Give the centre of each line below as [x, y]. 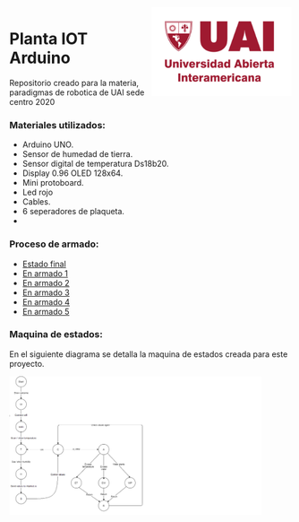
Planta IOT [48, 39]
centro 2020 [32, 101]
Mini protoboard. [53, 183]
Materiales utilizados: [57, 125]
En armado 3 [46, 292]
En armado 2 [46, 283]
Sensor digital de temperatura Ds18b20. [95, 164]
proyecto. [27, 363]
